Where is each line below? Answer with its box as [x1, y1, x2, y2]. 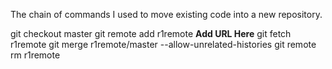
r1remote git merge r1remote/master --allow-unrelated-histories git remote [10, 39, 317, 50]
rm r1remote [10, 49, 61, 61]
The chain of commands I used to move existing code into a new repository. [10, 9, 323, 20]
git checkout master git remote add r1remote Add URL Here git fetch [10, 28, 292, 39]
